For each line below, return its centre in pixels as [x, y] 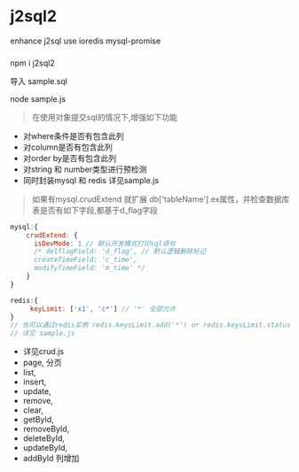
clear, [33, 410]
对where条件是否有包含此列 [73, 135]
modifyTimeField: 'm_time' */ [89, 268]
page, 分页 [43, 363]
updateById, [45, 448]
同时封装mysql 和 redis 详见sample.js [90, 180]
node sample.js [38, 98]
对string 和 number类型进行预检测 [85, 169]
